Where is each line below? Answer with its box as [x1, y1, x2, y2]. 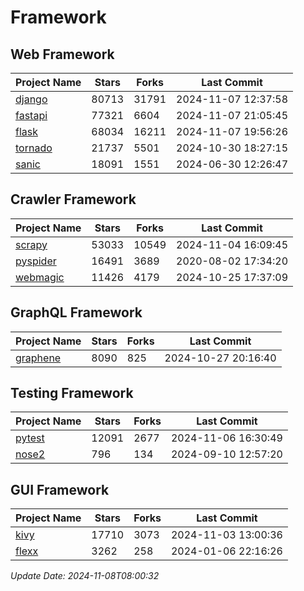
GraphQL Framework [10, 304, 143, 321]
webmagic [15, 270, 65, 284]
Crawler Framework [10, 191, 137, 208]
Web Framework [10, 46, 115, 63]
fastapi [15, 109, 48, 122]
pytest [15, 431, 45, 445]
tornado [15, 141, 53, 155]
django [15, 92, 48, 106]
